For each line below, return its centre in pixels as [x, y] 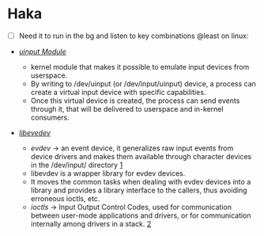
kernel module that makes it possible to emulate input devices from [140, 67]
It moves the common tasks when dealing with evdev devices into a [141, 182]
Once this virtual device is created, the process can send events [135, 101]
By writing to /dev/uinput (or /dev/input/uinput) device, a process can [143, 84]
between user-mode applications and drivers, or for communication [141, 215]
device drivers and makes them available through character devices [141, 156]
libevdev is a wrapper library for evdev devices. [108, 173]
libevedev [34, 133]
